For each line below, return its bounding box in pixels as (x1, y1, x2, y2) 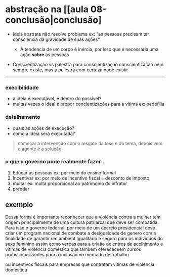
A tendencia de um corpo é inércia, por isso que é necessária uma (20, 46, 159, 52)
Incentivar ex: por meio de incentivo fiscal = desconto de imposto (12, 175, 150, 181)
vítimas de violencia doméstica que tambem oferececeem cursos (5, 246, 142, 252)
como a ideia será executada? (12, 130, 75, 136)
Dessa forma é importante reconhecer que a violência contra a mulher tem (5, 214, 161, 220)
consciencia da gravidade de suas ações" (12, 36, 100, 42)
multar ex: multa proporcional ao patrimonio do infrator (12, 180, 127, 187)
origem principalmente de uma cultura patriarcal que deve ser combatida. (5, 219, 159, 225)
